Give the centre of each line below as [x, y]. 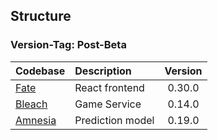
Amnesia [36, 120]
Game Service [108, 104]
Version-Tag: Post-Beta [68, 45]
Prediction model [114, 120]
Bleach [31, 104]
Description [103, 71]
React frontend [109, 87]
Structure [41, 16]
